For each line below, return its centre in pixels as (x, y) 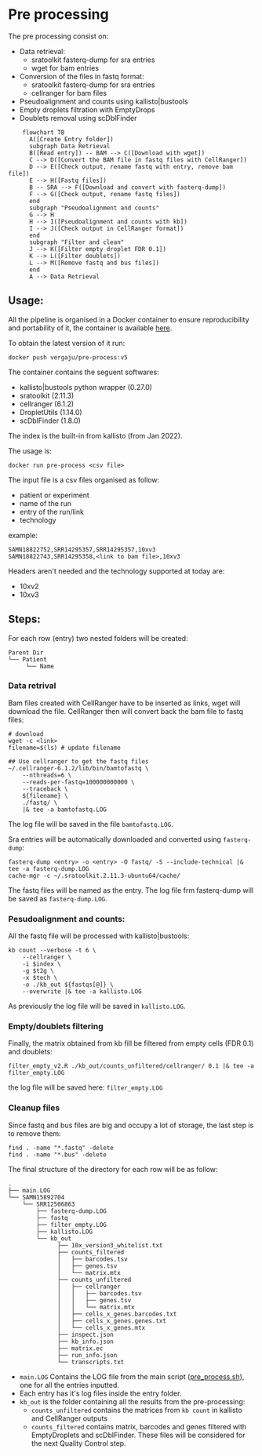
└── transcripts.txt (91, 1362)
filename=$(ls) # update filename (65, 748)
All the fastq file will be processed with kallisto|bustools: (99, 936)
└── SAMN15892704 (36, 1197)
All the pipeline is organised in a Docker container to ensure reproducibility (129, 319)
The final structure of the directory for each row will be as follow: (113, 1169)
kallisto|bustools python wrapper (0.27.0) (86, 387)
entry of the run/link (52, 511)
